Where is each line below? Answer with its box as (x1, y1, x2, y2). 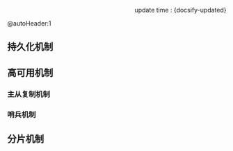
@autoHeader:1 (7, 19, 51, 27)
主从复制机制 (7, 89, 51, 99)
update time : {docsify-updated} (134, 6, 227, 14)
